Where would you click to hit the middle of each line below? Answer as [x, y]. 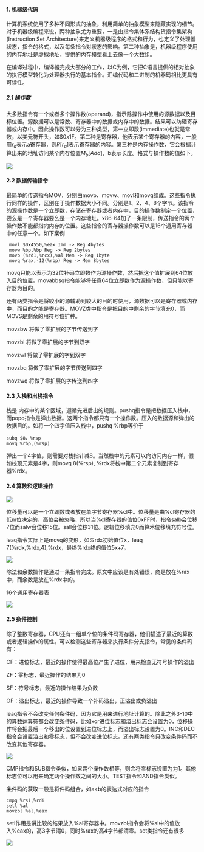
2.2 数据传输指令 [27, 181]
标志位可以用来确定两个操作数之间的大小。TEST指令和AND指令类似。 [93, 776]
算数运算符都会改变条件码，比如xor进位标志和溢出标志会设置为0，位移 [100, 721]
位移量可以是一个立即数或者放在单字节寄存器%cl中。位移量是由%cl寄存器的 [101, 512]
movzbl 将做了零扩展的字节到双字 [48, 342]
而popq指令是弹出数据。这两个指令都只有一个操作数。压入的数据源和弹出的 [101, 418]
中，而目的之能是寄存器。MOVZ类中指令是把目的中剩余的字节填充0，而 [96, 308]
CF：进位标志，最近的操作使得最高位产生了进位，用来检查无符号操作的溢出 [100, 662]
